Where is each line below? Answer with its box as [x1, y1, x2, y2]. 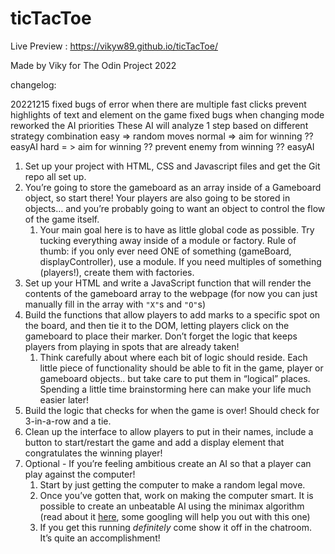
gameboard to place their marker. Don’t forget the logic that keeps [24, 330, 298, 342]
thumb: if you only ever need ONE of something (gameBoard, [39, 245, 292, 257]
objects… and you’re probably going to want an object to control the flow [24, 202, 326, 214]
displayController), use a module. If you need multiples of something [39, 255, 322, 267]
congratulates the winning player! [24, 447, 163, 459]
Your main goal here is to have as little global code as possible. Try [39, 223, 315, 236]
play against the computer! [24, 468, 136, 480]
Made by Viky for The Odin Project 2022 [10, 59, 177, 71]
